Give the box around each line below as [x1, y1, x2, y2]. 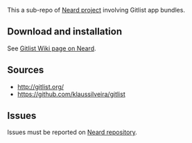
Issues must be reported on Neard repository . [7, 128, 137, 137]
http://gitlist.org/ [17, 82, 64, 90]
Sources [7, 64, 44, 76]
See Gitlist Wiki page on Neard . [7, 44, 96, 53]
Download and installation [7, 26, 123, 37]
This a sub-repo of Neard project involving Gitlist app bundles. [7, 6, 186, 14]
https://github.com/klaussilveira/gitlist [17, 90, 126, 98]
